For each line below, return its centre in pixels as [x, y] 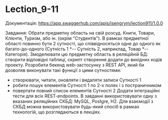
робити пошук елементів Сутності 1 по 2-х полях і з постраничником [87, 85]
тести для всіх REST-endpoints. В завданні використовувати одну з [85, 96]
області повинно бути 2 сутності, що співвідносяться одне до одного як [83, 43]
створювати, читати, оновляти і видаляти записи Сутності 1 [77, 80]
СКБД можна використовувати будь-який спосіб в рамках [76, 106]
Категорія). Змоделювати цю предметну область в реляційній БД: [77, 54]
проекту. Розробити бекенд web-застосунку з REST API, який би [75, 65]
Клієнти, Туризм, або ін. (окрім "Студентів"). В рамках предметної [77, 38]
